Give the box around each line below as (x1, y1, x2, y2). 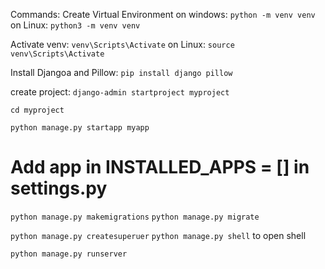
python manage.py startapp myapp (10, 123, 150, 133)
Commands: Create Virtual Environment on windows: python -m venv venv (10, 9, 316, 20)
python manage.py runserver (10, 249, 128, 259)
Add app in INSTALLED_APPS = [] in (10, 156, 310, 179)
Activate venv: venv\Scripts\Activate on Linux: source (10, 39, 235, 50)
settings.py (10, 177, 108, 200)
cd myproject (10, 105, 65, 115)
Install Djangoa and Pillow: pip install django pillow (10, 67, 233, 78)
